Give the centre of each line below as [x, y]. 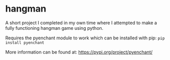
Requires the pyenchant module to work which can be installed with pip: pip [85, 38]
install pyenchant [25, 43]
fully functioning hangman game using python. [54, 28]
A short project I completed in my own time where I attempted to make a [81, 23]
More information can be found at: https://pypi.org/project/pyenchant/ [79, 52]
